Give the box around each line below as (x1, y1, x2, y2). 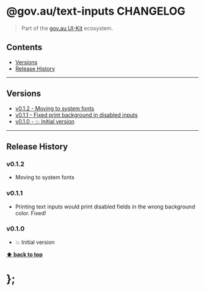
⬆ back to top (6, 251, 43, 258)
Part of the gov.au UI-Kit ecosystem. (21, 24, 113, 32)
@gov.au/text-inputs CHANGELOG (6, 4, 186, 18)
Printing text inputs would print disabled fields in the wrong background (15, 203, 195, 210)
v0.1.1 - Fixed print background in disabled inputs (15, 111, 138, 119)
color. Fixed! (15, 209, 47, 216)
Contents (6, 42, 43, 53)
